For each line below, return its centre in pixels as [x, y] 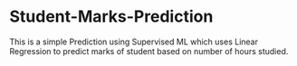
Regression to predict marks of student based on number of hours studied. [149, 51]
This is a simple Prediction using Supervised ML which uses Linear [134, 42]
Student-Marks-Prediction [111, 17]
